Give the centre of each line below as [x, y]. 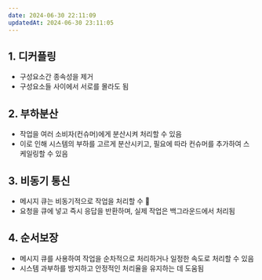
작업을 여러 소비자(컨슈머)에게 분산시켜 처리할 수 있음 [100, 134]
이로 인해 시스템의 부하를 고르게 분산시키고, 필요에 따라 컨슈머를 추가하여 [130, 144]
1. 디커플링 [32, 56]
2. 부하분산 [33, 113]
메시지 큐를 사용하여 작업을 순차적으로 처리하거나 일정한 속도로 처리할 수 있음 [137, 258]
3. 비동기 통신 [39, 181]
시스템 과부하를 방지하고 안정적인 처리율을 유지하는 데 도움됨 [112, 268]
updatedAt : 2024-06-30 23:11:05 [61, 23]
